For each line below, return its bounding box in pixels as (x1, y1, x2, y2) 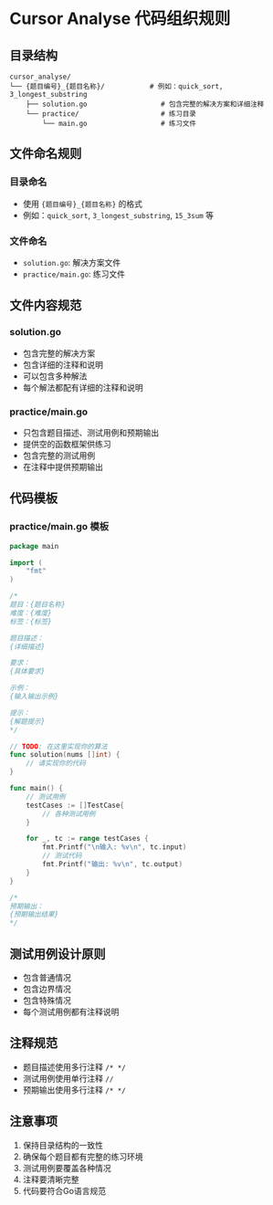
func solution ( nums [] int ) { (9, 750, 121, 760)
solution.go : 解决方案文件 (22, 257, 121, 267)
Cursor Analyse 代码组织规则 (9, 8, 231, 29)
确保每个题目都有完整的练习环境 (22, 1151, 143, 1162)
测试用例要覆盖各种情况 (22, 1162, 111, 1173)
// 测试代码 (42, 851, 82, 861)
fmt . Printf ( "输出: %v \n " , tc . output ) (42, 860, 184, 869)
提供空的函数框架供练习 (22, 438, 111, 449)
